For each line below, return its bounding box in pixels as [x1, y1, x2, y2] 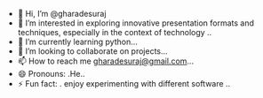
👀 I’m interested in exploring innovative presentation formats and [17, 18, 255, 28]
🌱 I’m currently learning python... [17, 36, 138, 47]
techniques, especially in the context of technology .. [17, 27, 212, 37]
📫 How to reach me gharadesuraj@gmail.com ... [17, 56, 194, 66]
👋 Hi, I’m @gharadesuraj [17, 9, 107, 19]
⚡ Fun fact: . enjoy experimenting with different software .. [17, 79, 231, 88]
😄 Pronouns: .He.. [17, 69, 85, 79]
